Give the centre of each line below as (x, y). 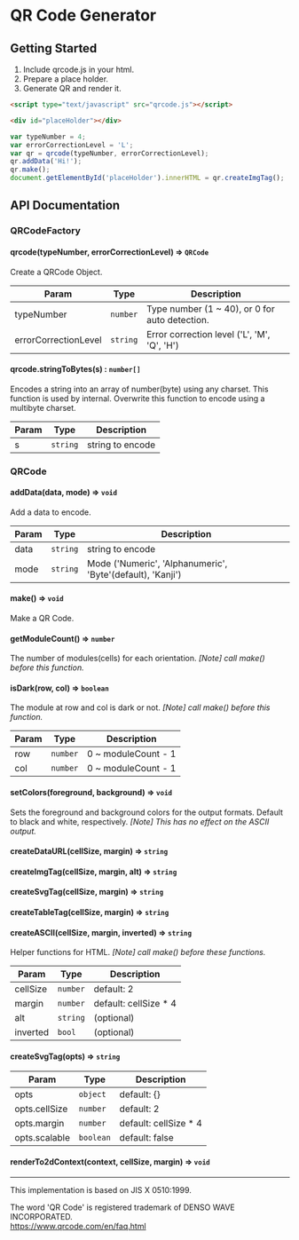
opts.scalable (42, 1138)
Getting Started (54, 48)
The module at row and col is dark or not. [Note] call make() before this (140, 707)
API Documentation (65, 205)
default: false (146, 1138)
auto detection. (177, 320)
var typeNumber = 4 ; (48, 137)
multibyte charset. (43, 407)
